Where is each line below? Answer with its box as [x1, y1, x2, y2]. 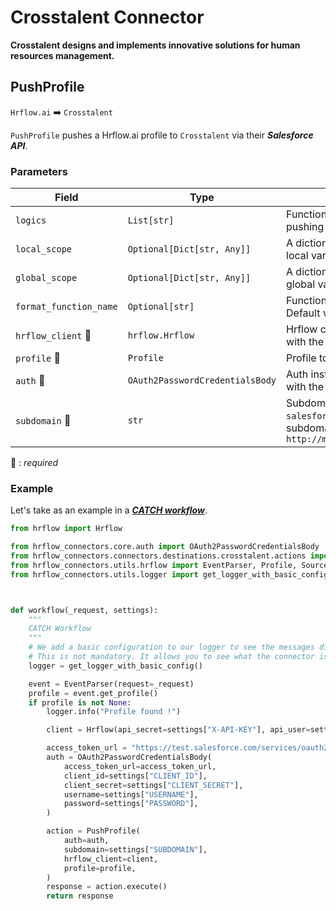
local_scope [15, 244, 73, 255]
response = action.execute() [46, 882, 168, 892]
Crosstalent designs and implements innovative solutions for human [10, 39, 301, 51]
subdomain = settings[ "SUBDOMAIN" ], [63, 844, 208, 855]
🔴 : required [10, 457, 59, 469]
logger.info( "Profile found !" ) [46, 707, 182, 717]
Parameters [10, 164, 68, 178]
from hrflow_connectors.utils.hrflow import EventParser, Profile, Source [10, 560, 329, 570]
